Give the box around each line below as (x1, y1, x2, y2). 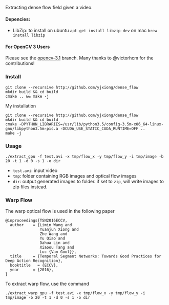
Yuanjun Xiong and (39, 227, 79, 232)
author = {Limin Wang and (10, 223, 72, 228)
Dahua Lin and (39, 241, 70, 246)
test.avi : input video (12, 167, 58, 173)
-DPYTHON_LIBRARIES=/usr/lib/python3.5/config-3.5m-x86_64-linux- (18, 121, 164, 127)
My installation (5, 102, 36, 109)
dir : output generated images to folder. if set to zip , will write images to (12, 179, 164, 184)
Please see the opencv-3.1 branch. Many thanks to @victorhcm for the (5, 55, 154, 61)
